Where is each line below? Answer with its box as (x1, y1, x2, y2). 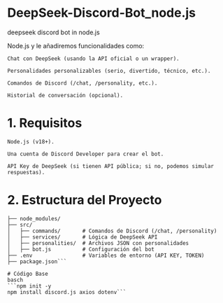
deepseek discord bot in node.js (7, 28, 100, 36)
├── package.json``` (7, 258, 68, 265)
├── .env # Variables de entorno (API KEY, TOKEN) (7, 252, 205, 259)
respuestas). (7, 169, 45, 176)
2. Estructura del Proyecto (7, 192, 162, 208)
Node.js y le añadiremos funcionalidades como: (7, 41, 145, 50)
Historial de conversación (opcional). (7, 92, 124, 99)
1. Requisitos (7, 115, 82, 131)
